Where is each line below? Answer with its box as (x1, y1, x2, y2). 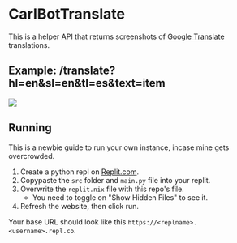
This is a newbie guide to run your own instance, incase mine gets (8, 143, 230, 152)
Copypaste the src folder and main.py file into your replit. (19, 175, 211, 185)
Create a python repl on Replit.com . (19, 167, 140, 177)
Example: (8, 64, 57, 78)
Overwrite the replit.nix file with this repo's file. (19, 184, 184, 194)
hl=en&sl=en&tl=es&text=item (8, 76, 166, 90)
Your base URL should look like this (8, 216, 127, 227)
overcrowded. (8, 151, 55, 160)
